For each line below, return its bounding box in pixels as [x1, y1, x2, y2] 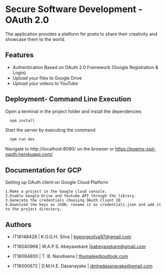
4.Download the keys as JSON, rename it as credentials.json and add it [5, 202, 161, 208]
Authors [5, 220, 32, 229]
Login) [12, 70, 26, 76]
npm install [10, 118, 35, 123]
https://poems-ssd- [115, 146, 156, 152]
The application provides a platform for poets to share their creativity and [5, 31, 157, 37]
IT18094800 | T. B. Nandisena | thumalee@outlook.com [12, 253, 129, 259]
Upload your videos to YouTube [12, 80, 78, 86]
